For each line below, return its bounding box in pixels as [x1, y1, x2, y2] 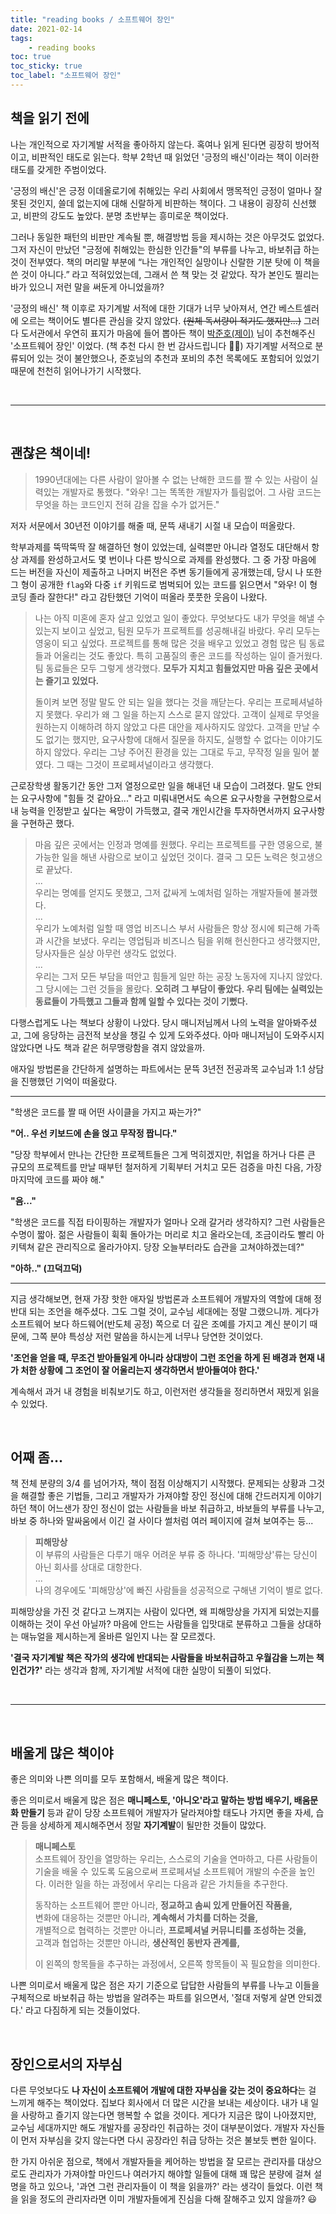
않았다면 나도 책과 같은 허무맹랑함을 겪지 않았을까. [10, 1041, 206, 1053]
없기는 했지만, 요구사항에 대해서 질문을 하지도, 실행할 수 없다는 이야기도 [45, 733, 323, 745]
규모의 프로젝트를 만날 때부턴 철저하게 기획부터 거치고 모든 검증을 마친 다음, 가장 [10, 1161, 323, 1173]
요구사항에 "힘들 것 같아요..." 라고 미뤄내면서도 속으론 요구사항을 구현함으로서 [20, 792, 322, 804]
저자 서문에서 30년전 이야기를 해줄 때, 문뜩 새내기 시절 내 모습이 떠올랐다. [10, 519, 296, 531]
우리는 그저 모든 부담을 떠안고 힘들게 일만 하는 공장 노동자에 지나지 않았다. [34, 970, 323, 982]
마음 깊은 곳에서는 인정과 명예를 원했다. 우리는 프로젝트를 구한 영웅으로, [34, 838, 313, 850]
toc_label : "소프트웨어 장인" [10, 71, 122, 81]
